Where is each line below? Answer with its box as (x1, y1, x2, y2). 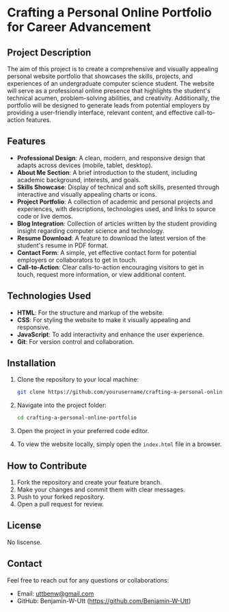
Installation (7, 358, 56, 369)
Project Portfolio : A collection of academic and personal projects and (16, 197, 213, 206)
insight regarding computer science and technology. (16, 226, 165, 234)
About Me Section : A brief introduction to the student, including (16, 168, 198, 176)
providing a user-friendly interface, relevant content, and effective (7, 108, 193, 117)
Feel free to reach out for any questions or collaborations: (7, 576, 170, 584)
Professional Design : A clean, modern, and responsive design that (16, 154, 206, 162)
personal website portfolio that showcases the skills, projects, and (7, 72, 193, 80)
